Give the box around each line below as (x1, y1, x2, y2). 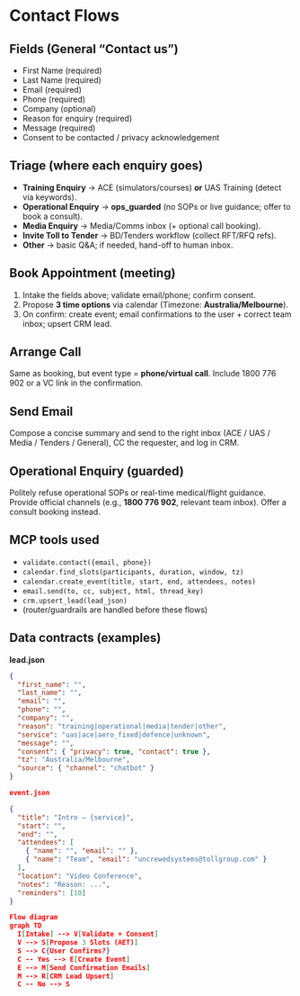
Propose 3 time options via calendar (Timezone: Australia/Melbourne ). (22, 299, 289, 310)
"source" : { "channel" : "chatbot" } (17, 764, 154, 773)
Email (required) (22, 85, 83, 95)
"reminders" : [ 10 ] (17, 888, 87, 897)
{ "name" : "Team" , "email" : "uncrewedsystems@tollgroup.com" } (25, 855, 268, 865)
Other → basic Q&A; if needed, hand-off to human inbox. (22, 240, 234, 250)
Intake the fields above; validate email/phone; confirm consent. (22, 289, 256, 300)
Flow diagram (9, 913, 58, 922)
